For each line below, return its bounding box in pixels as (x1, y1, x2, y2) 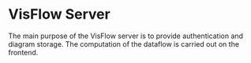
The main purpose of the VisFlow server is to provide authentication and (8, 31, 243, 40)
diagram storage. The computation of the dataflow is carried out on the (8, 39, 239, 48)
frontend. (8, 47, 39, 57)
